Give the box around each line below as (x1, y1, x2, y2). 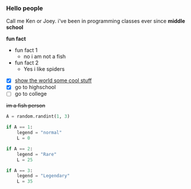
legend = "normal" (17, 130, 62, 136)
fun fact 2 (14, 59, 39, 66)
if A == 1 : (6, 124, 33, 131)
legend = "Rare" (17, 151, 57, 157)
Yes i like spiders (23, 66, 65, 73)
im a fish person (6, 102, 46, 109)
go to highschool (14, 84, 56, 91)
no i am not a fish (23, 53, 66, 60)
